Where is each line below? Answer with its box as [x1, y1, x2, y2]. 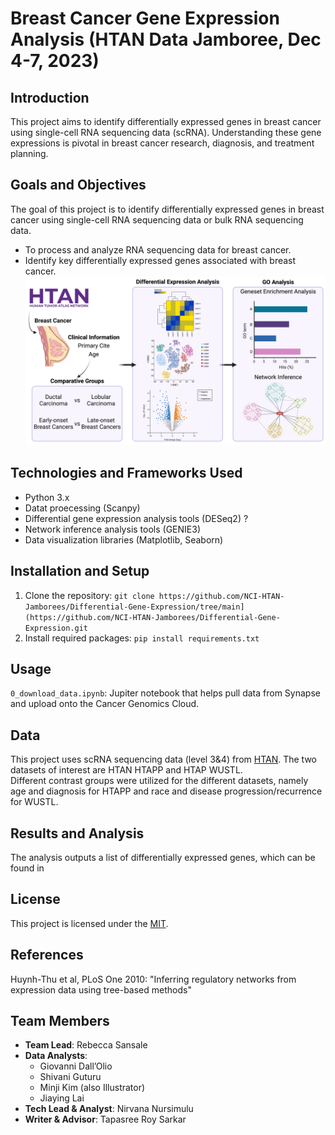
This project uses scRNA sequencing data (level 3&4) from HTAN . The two [10, 753, 317, 766]
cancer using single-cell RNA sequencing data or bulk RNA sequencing [10, 213, 304, 226]
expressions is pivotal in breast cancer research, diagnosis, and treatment [10, 137, 315, 149]
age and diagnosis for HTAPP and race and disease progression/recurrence [10, 785, 323, 797]
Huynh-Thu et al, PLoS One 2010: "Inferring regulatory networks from [10, 973, 297, 985]
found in [10, 862, 45, 874]
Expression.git [24, 623, 89, 633]
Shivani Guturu [39, 1071, 102, 1083]
